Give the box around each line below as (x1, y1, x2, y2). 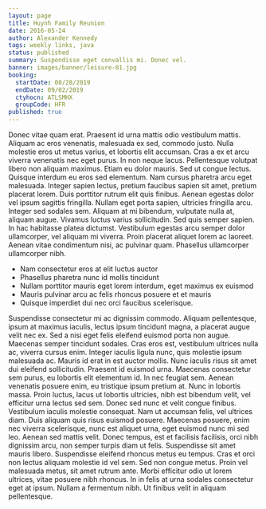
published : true (8, 109, 62, 116)
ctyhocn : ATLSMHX (15, 93, 73, 101)
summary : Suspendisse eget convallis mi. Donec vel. (8, 57, 187, 65)
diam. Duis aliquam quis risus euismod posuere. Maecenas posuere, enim (8, 416, 250, 424)
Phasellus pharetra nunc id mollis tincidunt (19, 273, 159, 282)
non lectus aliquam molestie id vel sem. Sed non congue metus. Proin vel (8, 458, 248, 467)
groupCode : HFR (15, 101, 66, 109)
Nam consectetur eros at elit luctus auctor (19, 264, 158, 274)
